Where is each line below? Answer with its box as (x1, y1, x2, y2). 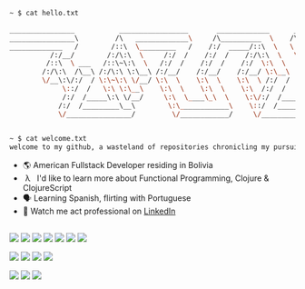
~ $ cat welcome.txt (9, 135, 88, 144)
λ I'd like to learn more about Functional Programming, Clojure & (25, 173, 270, 184)
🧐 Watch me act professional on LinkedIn (22, 205, 176, 217)
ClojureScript (22, 183, 73, 194)
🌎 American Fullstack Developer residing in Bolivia (22, 160, 213, 171)
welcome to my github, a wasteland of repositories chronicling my (9, 143, 271, 152)
